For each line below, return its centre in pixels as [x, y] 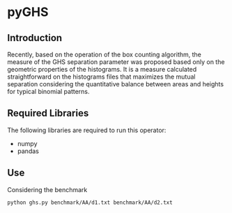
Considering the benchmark [47, 189]
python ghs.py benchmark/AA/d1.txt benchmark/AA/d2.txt [90, 203]
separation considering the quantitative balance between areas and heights [116, 84]
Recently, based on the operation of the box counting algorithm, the [105, 54]
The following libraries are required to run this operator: [87, 130]
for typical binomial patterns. [48, 92]
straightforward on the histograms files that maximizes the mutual [101, 77]
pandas [28, 151]
